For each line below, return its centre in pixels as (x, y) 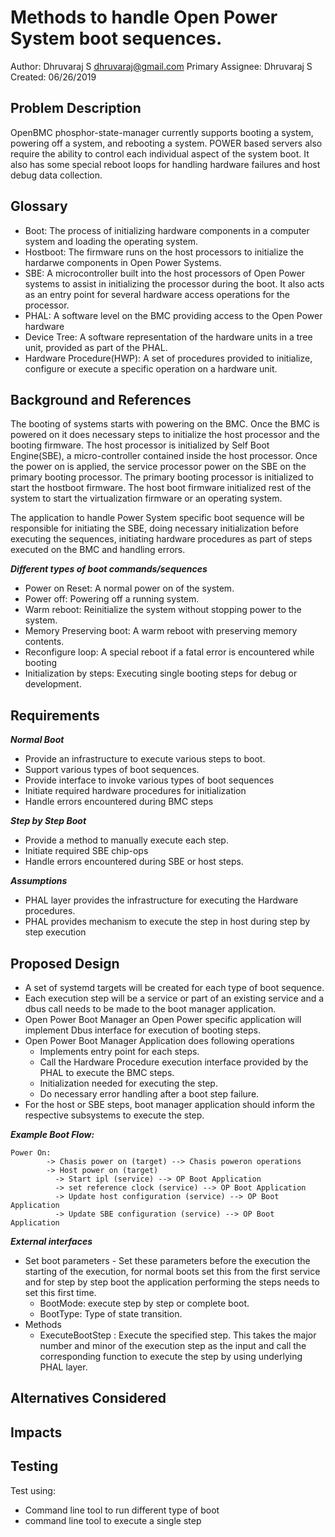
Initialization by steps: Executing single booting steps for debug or (161, 673)
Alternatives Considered (88, 1398)
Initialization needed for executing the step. (128, 1083)
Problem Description (76, 108)
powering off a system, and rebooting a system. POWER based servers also (166, 143)
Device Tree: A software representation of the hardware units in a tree (168, 337)
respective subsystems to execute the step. (114, 1115)
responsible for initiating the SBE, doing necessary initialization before (154, 528)
